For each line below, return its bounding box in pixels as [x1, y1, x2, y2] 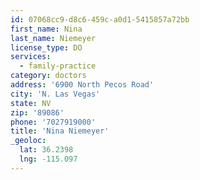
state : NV [10, 98, 52, 108]
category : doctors [10, 71, 87, 81]
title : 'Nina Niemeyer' [10, 126, 110, 136]
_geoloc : [10, 136, 47, 146]
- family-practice [19, 61, 97, 71]
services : [10, 52, 52, 62]
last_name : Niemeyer [10, 33, 97, 43]
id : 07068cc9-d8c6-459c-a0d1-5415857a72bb [10, 14, 190, 25]
